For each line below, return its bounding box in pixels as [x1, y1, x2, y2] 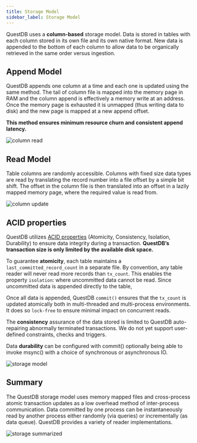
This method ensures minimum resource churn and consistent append [6, 119, 183, 126]
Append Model [6, 67, 62, 77]
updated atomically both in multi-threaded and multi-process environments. [6, 300, 191, 308]
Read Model [6, 154, 51, 164]
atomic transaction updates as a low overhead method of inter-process [6, 399, 179, 407]
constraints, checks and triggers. [26, 331, 106, 338]
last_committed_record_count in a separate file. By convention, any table [6, 264, 183, 271]
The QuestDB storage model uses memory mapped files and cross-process [6, 393, 190, 400]
